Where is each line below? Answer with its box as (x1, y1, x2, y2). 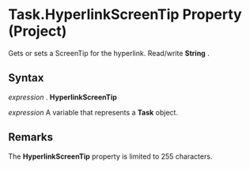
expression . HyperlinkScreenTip (8, 92, 117, 102)
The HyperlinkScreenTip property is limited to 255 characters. (8, 152, 213, 161)
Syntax (8, 71, 44, 84)
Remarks (8, 130, 54, 144)
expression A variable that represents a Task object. (8, 107, 178, 117)
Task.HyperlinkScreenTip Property (8, 6, 243, 24)
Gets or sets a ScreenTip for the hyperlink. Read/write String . (8, 48, 210, 58)
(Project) (8, 22, 67, 40)
